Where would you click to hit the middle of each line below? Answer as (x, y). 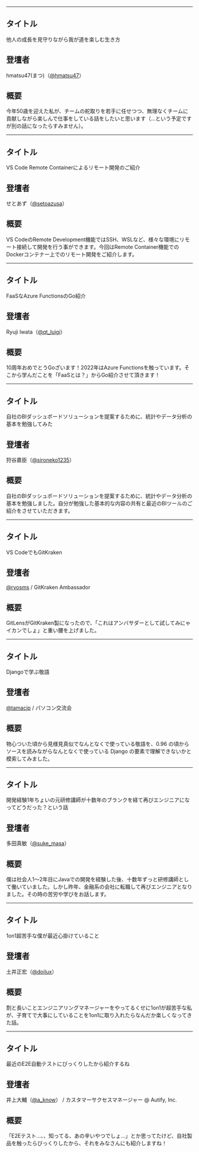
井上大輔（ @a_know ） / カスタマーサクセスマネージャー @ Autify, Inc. (92, 1100)
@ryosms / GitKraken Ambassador (48, 587)
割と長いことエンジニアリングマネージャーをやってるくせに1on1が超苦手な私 (99, 1008)
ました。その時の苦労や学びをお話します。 (58, 894)
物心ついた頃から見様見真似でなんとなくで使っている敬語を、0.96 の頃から (98, 743)
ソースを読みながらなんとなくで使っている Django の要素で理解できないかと (99, 751)
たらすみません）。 (65, 126)
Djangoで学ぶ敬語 (28, 672)
